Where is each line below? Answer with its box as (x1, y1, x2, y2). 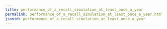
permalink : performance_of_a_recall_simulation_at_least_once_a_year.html (5, 12, 164, 17)
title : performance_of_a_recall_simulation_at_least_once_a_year (5, 7, 143, 12)
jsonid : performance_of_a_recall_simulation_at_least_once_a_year (5, 16, 146, 21)
